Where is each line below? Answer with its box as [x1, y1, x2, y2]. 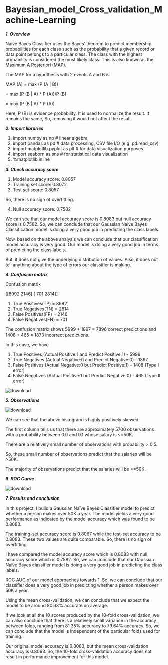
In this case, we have [5, 341, 49, 347]
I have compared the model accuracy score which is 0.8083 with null [5, 551, 148, 557]
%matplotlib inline [12, 156, 50, 162]
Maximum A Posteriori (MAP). [5, 62, 67, 68]
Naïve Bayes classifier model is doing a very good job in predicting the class [5, 562, 163, 568]
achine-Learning [5, 14, 76, 26]
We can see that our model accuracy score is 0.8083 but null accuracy [5, 216, 151, 222]
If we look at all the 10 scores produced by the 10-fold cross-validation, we [5, 612, 159, 618]
